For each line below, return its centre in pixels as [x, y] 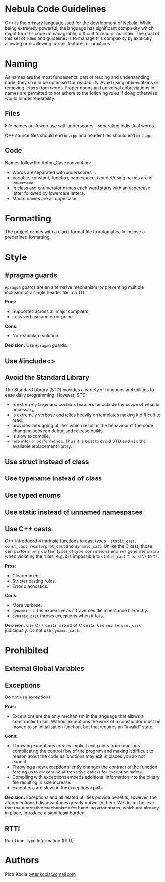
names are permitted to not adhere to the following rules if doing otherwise [81, 93]
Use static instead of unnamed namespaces [74, 512]
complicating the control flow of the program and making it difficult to [83, 751]
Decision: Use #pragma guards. [36, 345]
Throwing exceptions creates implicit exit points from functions [76, 746]
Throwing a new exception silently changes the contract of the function [85, 767]
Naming [21, 64]
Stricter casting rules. [34, 581]
